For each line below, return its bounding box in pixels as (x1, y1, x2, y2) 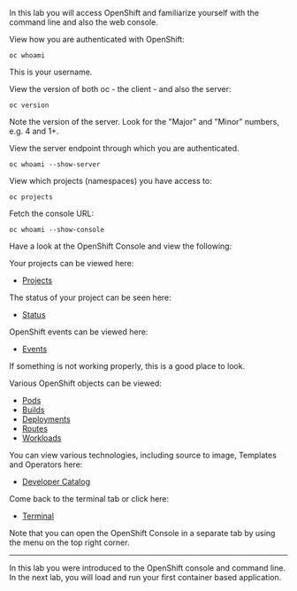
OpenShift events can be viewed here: (9, 326, 148, 337)
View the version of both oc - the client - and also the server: (9, 84, 232, 94)
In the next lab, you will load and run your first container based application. (9, 572, 282, 582)
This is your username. (9, 66, 93, 77)
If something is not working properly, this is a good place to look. (9, 361, 246, 371)
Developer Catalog (21, 477, 91, 487)
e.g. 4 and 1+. (9, 126, 59, 136)
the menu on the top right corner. (9, 537, 130, 548)
